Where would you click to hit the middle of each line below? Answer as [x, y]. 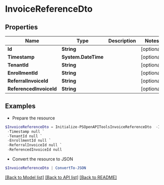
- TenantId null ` [25, 136]
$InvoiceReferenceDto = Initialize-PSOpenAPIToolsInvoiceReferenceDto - [82, 127]
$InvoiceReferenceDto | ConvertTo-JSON [46, 168]
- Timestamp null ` [26, 131]
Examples [20, 106]
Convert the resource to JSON [42, 159]
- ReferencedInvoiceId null [35, 150]
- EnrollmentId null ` [29, 140]
